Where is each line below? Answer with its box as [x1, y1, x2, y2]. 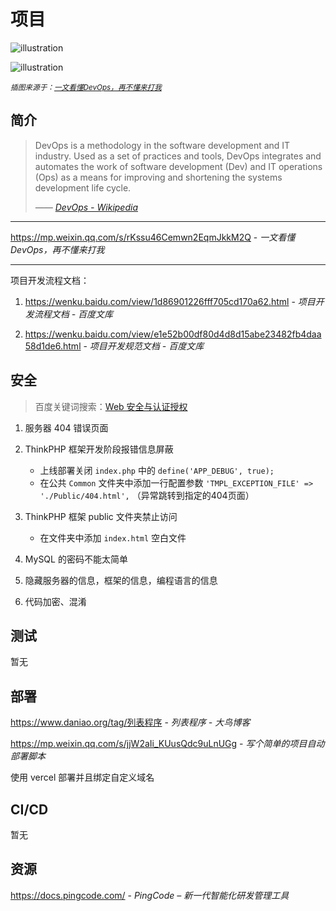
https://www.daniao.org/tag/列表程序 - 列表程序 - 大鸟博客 [10, 716, 251, 729]
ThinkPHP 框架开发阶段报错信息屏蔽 [24, 443, 174, 455]
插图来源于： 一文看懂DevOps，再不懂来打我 [10, 82, 162, 92]
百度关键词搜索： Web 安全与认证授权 [34, 400, 188, 412]
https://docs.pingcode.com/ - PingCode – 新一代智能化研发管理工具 [10, 889, 290, 901]
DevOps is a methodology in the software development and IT [34, 139, 291, 151]
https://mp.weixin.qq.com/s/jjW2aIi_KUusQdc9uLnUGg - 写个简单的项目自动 [10, 738, 325, 750]
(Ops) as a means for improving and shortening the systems [34, 171, 283, 183]
